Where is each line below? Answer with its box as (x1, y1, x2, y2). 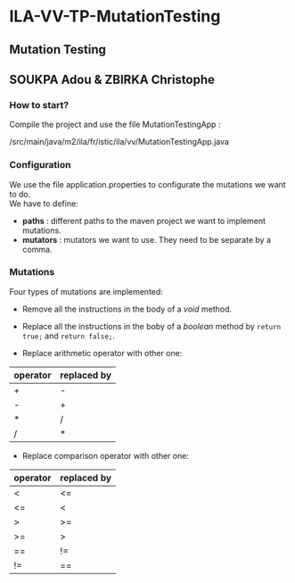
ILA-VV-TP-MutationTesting (9, 6, 221, 27)
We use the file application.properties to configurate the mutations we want (9, 179, 287, 189)
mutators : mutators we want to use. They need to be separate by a (21, 234, 272, 245)
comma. (21, 244, 53, 254)
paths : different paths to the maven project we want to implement (21, 215, 266, 226)
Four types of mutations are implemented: (9, 286, 163, 296)
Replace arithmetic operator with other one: (21, 347, 183, 358)
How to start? (9, 98, 70, 111)
